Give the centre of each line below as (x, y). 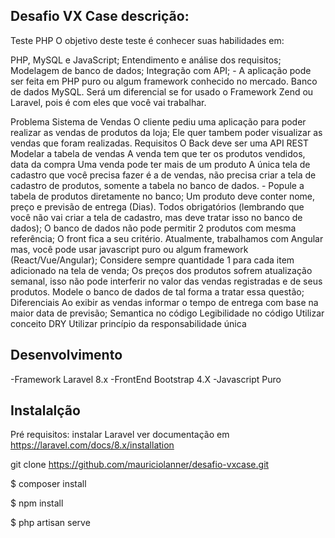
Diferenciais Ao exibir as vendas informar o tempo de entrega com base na (164, 302)
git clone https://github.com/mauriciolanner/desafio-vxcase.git (140, 465)
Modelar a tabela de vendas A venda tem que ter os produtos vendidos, (158, 153)
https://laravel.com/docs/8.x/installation (92, 445)
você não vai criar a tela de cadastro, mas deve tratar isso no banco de (156, 217)
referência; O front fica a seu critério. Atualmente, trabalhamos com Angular (167, 238)
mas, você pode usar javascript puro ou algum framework (129, 249)
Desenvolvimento (66, 355)
